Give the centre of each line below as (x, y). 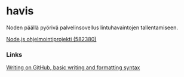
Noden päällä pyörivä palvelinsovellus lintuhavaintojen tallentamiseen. (92, 27)
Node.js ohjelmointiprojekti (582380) (51, 39)
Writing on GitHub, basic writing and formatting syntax (73, 67)
